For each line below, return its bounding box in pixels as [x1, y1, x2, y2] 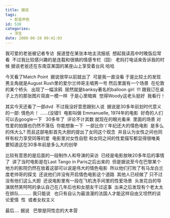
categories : [5, 26, 30, 31]
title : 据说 [5, 7, 29, 13]
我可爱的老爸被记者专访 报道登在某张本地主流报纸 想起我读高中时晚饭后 [5, 50, 157, 56]
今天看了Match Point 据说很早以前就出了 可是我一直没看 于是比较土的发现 [5, 74, 161, 80]
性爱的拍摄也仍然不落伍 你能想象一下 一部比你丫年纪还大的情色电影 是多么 [5, 122, 164, 128]
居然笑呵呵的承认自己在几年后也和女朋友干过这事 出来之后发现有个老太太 [9, 184, 163, 190]
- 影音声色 [10, 17, 30, 22]
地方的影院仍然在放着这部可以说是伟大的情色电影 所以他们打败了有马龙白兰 [5, 165, 163, 171]
